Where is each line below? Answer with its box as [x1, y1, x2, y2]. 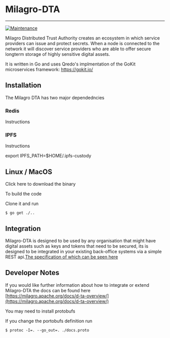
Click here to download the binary [5, 181, 76, 187]
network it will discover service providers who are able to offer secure [5, 46, 151, 52]
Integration [5, 224, 41, 233]
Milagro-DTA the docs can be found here [5, 287, 91, 293]
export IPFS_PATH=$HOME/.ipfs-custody [5, 153, 92, 159]
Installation [5, 81, 41, 90]
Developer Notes [5, 268, 60, 277]
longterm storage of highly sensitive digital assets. [5, 51, 110, 57]
